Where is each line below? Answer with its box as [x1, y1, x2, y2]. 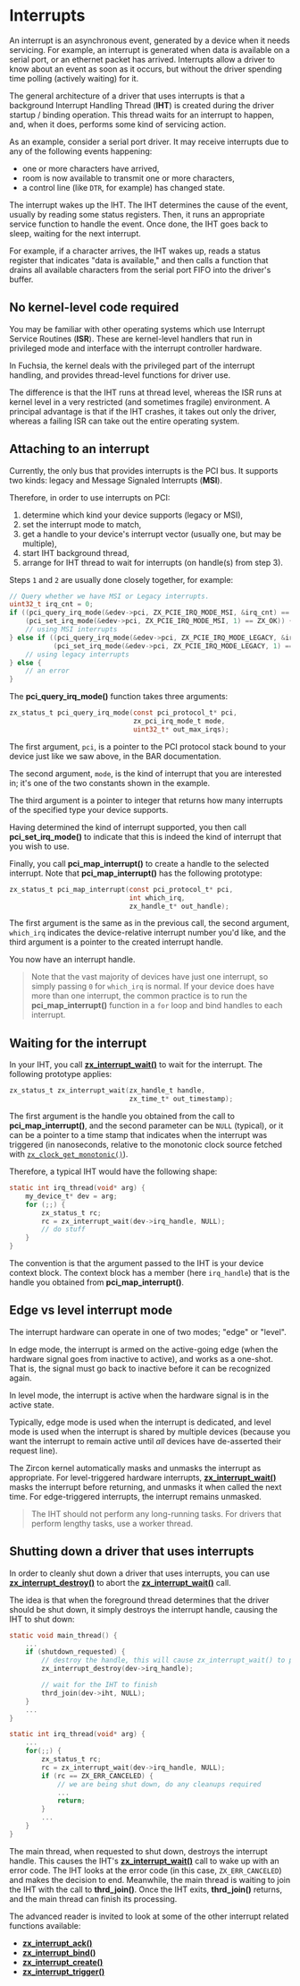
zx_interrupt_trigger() [21, 1966, 105, 1977]
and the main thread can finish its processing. [9, 1893, 178, 1904]
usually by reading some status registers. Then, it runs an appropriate [9, 209, 265, 219]
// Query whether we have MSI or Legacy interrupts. [9, 592, 210, 601]
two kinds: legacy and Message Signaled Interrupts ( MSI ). [9, 475, 223, 485]
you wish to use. [9, 841, 70, 852]
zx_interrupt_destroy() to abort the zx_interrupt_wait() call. [9, 1577, 231, 1588]
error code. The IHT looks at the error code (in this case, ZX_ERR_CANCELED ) [9, 1864, 283, 1876]
